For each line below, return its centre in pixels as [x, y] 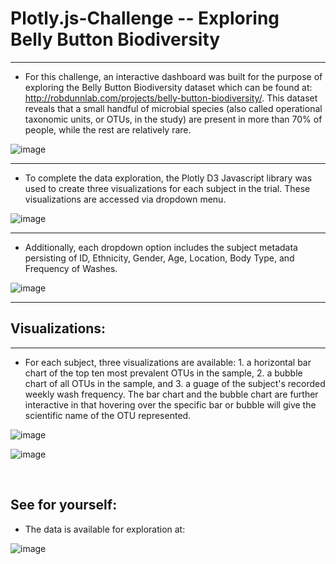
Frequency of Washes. [71, 268]
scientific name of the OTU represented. [108, 415]
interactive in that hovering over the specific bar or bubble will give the [170, 404]
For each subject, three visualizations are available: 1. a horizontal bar [168, 362]
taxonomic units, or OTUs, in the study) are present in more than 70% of [173, 119]
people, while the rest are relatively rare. [108, 129]
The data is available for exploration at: [105, 529]
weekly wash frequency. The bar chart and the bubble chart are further [171, 394]
